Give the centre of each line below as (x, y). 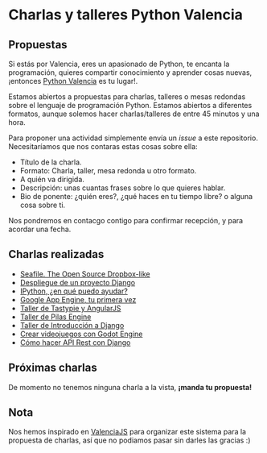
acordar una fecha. (40, 229)
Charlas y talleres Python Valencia (126, 15)
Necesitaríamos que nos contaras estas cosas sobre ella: (103, 146)
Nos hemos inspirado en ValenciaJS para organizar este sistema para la (127, 432)
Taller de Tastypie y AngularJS (70, 308)
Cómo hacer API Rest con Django (75, 342)
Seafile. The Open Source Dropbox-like (85, 274)
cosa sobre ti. (43, 205)
